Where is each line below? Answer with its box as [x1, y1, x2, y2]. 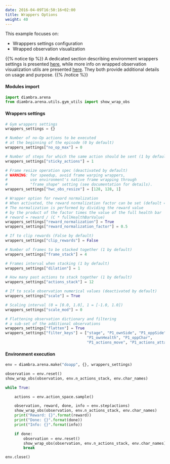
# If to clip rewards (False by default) [5, 234, 94, 239]
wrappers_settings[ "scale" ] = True [5, 293, 80, 299]
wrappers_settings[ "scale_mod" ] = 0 [5, 307, 82, 312]
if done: [14, 431, 33, 436]
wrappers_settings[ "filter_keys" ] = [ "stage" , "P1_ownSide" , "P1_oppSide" [5, 330, 166, 336]
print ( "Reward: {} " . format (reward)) [14, 413, 92, 418]
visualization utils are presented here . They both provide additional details [5, 66, 159, 72]
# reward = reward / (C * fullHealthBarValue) [5, 215, 105, 220]
